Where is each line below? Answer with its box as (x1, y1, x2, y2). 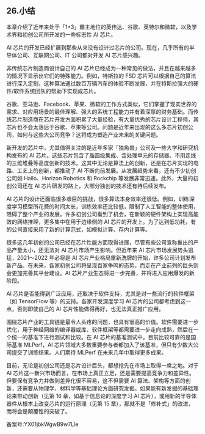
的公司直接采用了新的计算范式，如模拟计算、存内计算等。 (6, 226, 151, 233)
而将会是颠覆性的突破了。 (6, 407, 71, 414)
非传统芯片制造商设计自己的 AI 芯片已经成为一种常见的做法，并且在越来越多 (6, 64, 196, 72)
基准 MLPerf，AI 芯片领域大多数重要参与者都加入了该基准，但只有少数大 (11, 341, 193, 348)
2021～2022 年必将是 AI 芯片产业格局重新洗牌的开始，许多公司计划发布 (16, 254, 196, 261)
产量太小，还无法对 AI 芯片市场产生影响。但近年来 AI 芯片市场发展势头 (11, 246, 189, 254)
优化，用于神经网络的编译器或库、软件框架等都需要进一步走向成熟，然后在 (6, 326, 193, 333)
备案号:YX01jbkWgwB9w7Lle (6, 421, 79, 428)
